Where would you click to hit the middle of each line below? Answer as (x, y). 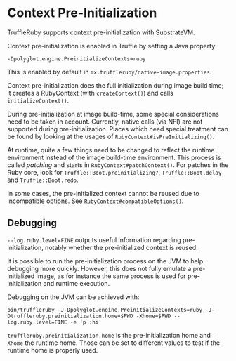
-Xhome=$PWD (153, 316)
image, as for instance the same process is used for (111, 276)
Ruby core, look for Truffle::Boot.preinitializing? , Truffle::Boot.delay (114, 172)
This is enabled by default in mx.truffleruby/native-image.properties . (110, 72)
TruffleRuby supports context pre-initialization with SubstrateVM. (101, 32)
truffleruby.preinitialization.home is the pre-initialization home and (109, 335)
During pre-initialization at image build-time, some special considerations (113, 114)
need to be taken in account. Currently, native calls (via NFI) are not (105, 122)
